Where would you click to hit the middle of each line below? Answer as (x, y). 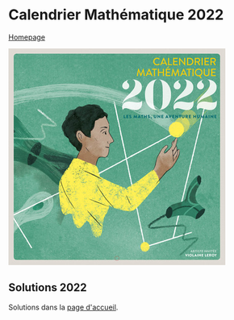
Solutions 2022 (48, 288)
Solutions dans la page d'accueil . (63, 307)
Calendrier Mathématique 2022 (116, 15)
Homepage (27, 37)
